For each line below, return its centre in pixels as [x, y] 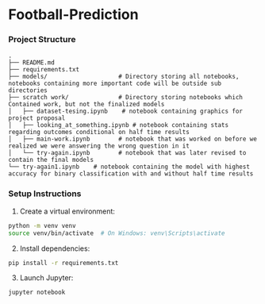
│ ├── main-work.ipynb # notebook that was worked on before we [133, 139]
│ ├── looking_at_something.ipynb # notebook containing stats [118, 125]
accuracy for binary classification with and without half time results [131, 174]
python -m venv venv [42, 225]
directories [28, 90]
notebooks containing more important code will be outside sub [115, 84]
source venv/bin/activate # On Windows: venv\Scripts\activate [117, 233]
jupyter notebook [37, 292]
